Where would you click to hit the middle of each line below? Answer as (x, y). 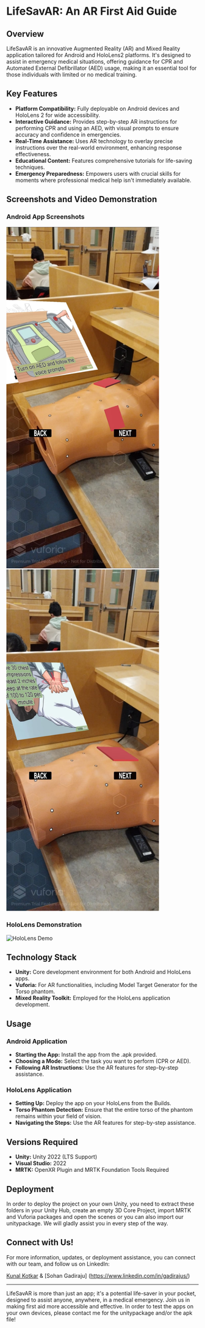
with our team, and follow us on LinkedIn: (58, 1264)
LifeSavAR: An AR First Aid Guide (92, 11)
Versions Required (42, 1142)
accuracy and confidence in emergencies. (68, 134)
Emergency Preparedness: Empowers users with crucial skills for (98, 173)
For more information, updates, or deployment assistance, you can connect (101, 1257)
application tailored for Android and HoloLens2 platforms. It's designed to (99, 55)
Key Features (32, 94)
